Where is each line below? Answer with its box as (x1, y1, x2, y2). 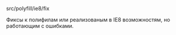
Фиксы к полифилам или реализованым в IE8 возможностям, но (6, 16, 171, 23)
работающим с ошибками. (6, 23, 74, 29)
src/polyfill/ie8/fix (6, 5, 49, 12)
